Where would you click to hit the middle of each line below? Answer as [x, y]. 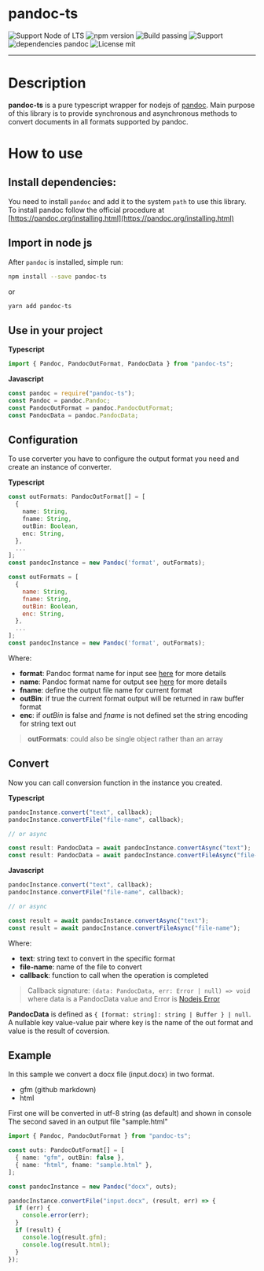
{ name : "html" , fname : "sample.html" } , [84, 1165]
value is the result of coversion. [59, 1031]
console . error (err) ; [56, 1215]
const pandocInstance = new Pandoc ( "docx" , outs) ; [93, 1187]
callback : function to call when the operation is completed [114, 975]
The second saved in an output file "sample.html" [88, 1122]
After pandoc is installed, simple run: [66, 262]
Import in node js [50, 243]
